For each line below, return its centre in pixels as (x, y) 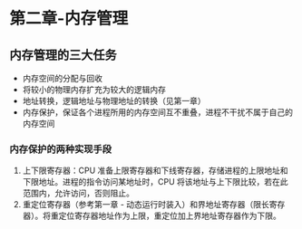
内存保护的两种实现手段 (60, 148)
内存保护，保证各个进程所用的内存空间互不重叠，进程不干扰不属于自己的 (157, 112)
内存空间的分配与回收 (62, 78)
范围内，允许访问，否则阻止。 (78, 193)
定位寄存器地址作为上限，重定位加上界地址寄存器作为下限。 (170, 216)
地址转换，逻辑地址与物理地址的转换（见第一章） (114, 101)
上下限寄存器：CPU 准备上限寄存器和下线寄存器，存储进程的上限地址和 (155, 171)
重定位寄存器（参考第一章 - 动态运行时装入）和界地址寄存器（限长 (146, 205)
